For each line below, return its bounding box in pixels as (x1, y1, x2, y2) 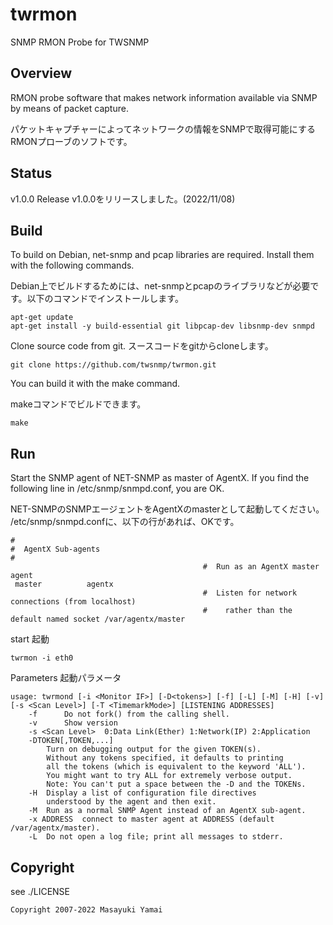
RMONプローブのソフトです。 (10, 135, 133, 147)
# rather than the (202, 606, 293, 616)
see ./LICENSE (10, 886, 70, 897)
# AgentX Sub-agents (10, 544, 101, 555)
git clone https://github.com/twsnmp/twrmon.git (10, 360, 217, 370)
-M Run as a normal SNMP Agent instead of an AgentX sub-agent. (28, 806, 307, 816)
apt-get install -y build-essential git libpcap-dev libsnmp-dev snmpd (10, 321, 315, 332)
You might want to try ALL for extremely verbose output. (46, 771, 293, 781)
